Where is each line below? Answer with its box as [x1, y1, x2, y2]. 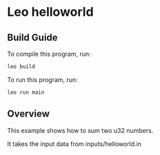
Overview [7, 108, 50, 120]
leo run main [7, 89, 45, 96]
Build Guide [7, 32, 58, 43]
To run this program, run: [7, 75, 78, 83]
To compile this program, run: [7, 50, 91, 58]
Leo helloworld [7, 4, 94, 20]
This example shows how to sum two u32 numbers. [7, 126, 154, 134]
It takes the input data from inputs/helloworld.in [7, 139, 142, 148]
